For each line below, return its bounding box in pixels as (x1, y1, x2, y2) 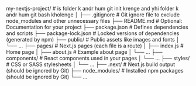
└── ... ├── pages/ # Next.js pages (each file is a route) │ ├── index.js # (6, 42, 184, 49)
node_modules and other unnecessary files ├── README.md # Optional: (6, 18, 183, 24)
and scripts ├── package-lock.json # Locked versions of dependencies (6, 30, 180, 37)
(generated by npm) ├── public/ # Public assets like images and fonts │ (6, 36, 180, 43)
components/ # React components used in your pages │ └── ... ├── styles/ (6, 55, 190, 61)
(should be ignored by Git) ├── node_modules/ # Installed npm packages (6, 67, 184, 74)
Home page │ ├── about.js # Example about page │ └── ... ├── (6, 49, 163, 55)
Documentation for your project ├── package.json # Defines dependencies (6, 23, 188, 30)
